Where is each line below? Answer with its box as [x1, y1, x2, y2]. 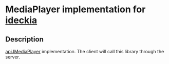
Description [5, 35, 44, 44]
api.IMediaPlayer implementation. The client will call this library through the [5, 49, 164, 54]
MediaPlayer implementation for [5, 4, 146, 15]
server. [5, 54, 21, 60]
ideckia [5, 14, 37, 26]
